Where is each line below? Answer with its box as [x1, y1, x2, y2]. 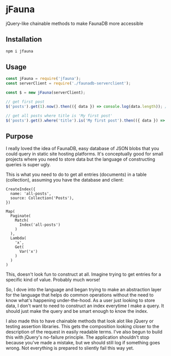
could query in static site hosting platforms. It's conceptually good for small [6, 151, 164, 157]
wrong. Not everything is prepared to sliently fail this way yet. [6, 345, 134, 351]
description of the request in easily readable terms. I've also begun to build [6, 329, 163, 335]
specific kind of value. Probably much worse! [6, 277, 100, 283]
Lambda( [10, 235, 27, 241]
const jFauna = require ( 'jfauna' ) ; [6, 76, 81, 81]
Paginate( [10, 214, 31, 219]
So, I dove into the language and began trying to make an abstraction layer [6, 286, 162, 293]
